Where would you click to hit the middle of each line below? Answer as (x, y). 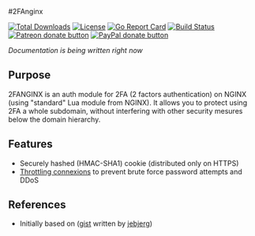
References (37, 205)
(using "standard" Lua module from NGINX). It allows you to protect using (127, 103)
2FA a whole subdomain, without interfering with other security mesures (126, 111)
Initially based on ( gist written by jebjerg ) (86, 223)
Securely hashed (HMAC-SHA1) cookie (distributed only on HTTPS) (129, 163)
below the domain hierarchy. (54, 119)
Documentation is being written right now (76, 50)
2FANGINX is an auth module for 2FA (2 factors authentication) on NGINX (127, 94)
